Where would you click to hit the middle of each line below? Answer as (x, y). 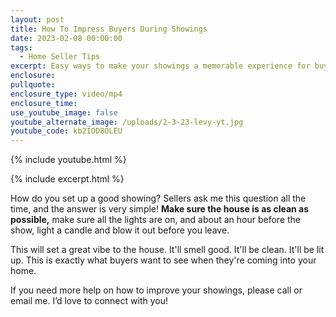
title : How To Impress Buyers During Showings (109, 29)
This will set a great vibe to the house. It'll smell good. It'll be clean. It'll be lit (167, 250)
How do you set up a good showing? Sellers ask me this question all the (158, 198)
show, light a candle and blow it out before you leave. (120, 230)
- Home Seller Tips (60, 57)
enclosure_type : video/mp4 (66, 94)
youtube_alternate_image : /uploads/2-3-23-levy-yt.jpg (127, 122)
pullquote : (33, 85)
